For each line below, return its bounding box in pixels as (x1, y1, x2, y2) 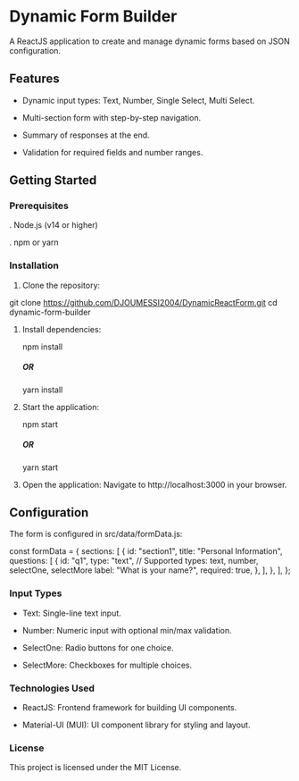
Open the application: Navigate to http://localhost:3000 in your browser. (21, 479, 287, 490)
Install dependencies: (21, 323, 102, 334)
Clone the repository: (21, 280, 101, 290)
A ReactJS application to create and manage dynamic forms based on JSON (9, 36, 290, 46)
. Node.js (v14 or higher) (9, 220, 98, 231)
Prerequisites (9, 199, 69, 212)
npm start (21, 418, 58, 430)
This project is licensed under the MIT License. (9, 762, 182, 773)
